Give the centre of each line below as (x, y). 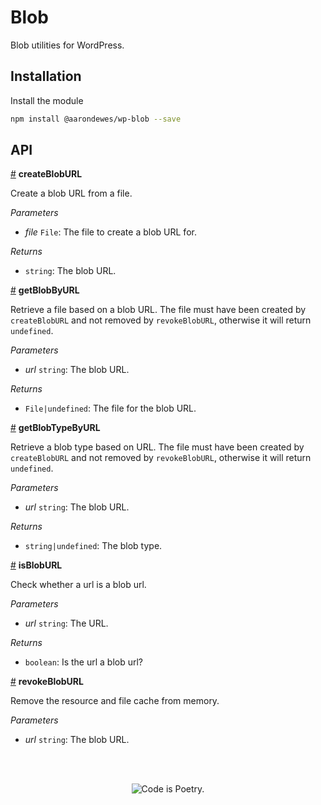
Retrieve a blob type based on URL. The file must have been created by (157, 447)
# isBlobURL (36, 565)
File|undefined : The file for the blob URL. (110, 408)
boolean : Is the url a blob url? (84, 662)
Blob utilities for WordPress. (67, 45)
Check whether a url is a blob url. (78, 585)
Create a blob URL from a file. (71, 193)
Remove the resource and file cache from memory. (115, 701)
